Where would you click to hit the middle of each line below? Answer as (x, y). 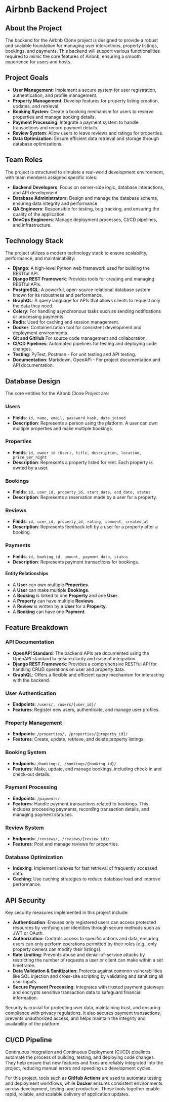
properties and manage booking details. (54, 117)
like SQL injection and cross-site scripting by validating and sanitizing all (88, 976)
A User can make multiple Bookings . (51, 590)
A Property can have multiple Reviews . (54, 601)
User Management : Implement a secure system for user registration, (85, 90)
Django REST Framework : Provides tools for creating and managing (83, 279)
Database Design (33, 381)
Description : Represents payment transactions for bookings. (76, 562)
